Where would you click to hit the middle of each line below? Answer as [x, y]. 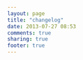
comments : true [29, 33]
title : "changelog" [36, 20]
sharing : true [28, 39]
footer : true [26, 46]
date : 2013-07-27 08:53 [42, 26]
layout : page [26, 13]
